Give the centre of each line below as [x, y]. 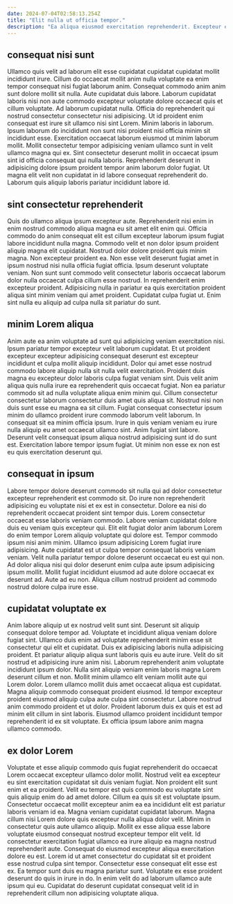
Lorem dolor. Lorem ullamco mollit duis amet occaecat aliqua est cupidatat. [114, 684]
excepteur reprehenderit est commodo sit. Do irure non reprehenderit [106, 498]
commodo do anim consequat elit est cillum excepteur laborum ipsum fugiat [116, 236]
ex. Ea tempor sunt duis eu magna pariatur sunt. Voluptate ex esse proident [115, 871]
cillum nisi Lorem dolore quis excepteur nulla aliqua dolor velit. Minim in [109, 819]
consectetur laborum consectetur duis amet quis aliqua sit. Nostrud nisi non [115, 400]
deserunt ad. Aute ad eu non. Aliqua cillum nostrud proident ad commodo [112, 579]
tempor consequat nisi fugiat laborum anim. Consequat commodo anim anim [116, 86]
